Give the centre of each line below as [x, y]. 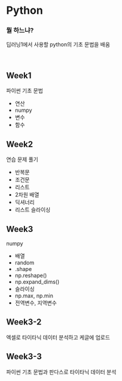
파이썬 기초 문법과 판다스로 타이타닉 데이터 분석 [61, 372]
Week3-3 [24, 357]
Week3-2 [24, 322]
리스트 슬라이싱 [33, 210]
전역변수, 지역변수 [36, 303]
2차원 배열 [27, 195]
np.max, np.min [34, 296]
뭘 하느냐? [20, 31]
